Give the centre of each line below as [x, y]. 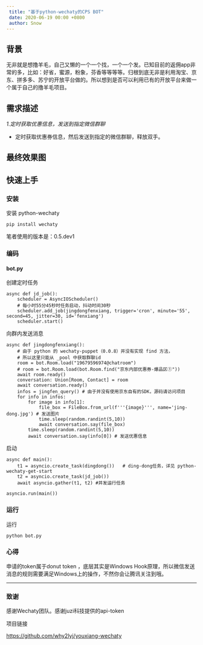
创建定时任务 [22, 283]
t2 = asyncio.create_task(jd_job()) [63, 477]
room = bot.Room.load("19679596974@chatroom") [77, 363]
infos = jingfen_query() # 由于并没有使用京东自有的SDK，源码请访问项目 [101, 392]
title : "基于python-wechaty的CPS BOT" [56, 12]
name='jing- [172, 408]
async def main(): [29, 460]
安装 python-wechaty [33, 213]
